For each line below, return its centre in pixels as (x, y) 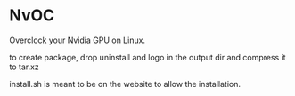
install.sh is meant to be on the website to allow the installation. (125, 84)
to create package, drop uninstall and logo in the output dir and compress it (148, 57)
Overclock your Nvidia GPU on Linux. (77, 40)
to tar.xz (25, 67)
